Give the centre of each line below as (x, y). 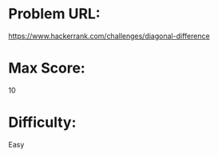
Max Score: (47, 68)
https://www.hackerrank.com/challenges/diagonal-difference (109, 36)
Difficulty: (42, 122)
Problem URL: (55, 14)
